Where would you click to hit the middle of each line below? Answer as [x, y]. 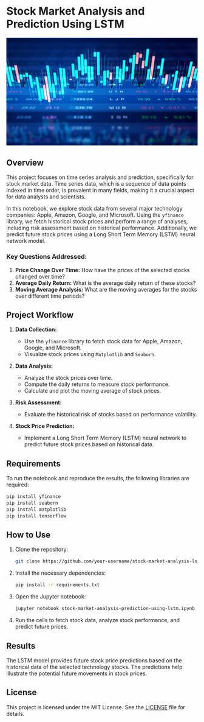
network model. [26, 241]
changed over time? [40, 276]
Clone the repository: [42, 550]
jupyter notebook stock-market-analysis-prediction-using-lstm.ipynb [105, 609]
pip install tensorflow [36, 516]
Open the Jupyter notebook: [50, 597]
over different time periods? [50, 296]
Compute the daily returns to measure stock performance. [97, 384]
